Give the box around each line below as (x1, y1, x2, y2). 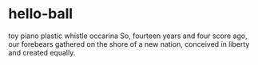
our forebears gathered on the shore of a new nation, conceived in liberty (8, 39, 250, 48)
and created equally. (8, 48, 76, 57)
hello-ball (8, 5, 73, 23)
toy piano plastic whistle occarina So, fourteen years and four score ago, (8, 31, 248, 40)
